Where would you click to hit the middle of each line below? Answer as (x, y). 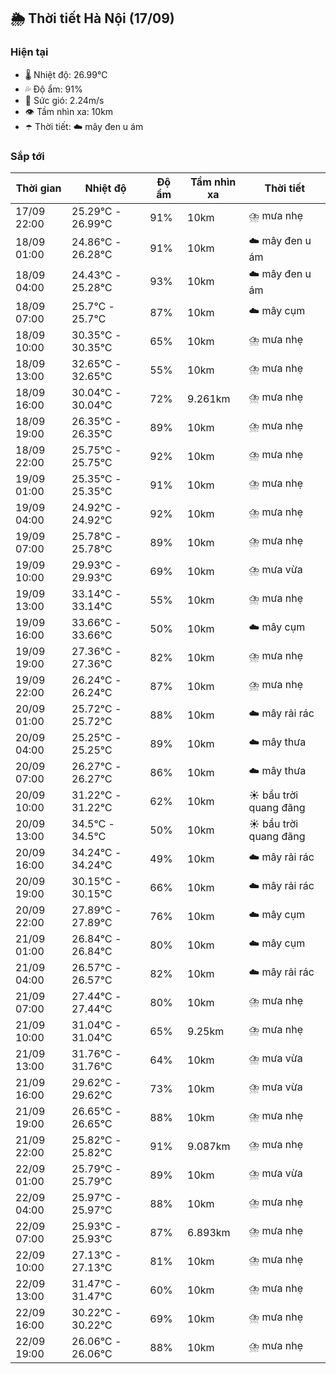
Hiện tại (29, 52)
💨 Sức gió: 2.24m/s (64, 100)
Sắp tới (27, 156)
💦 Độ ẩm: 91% (53, 89)
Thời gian (38, 188)
